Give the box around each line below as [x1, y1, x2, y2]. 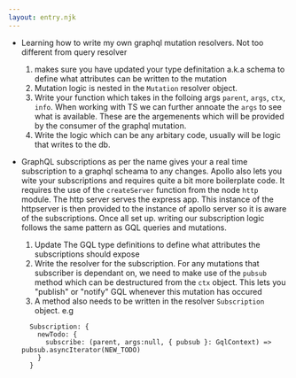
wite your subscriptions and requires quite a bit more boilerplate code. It [20, 174, 285, 186]
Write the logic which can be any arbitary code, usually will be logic [34, 129, 281, 140]
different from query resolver [20, 46, 128, 58]
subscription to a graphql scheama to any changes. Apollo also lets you [20, 166, 283, 176]
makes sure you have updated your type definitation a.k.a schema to [34, 64, 285, 74]
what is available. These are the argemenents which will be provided [34, 111, 284, 121]
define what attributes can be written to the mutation [34, 73, 227, 84]
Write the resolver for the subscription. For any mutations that [34, 258, 260, 268]
